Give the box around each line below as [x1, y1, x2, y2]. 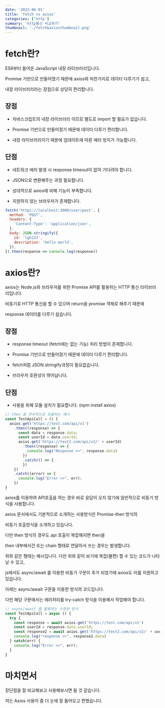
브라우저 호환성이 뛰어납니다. [12, 372, 68, 379]
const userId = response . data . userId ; [14, 625, 93, 630]
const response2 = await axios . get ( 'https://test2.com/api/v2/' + [14, 629, 153, 634]
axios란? [5, 267, 41, 278]
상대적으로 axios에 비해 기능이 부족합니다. [12, 187, 93, 193]
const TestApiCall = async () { [5, 611, 71, 616]
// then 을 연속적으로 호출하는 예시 [5, 412, 70, 417]
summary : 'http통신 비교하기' [5, 21, 61, 26]
